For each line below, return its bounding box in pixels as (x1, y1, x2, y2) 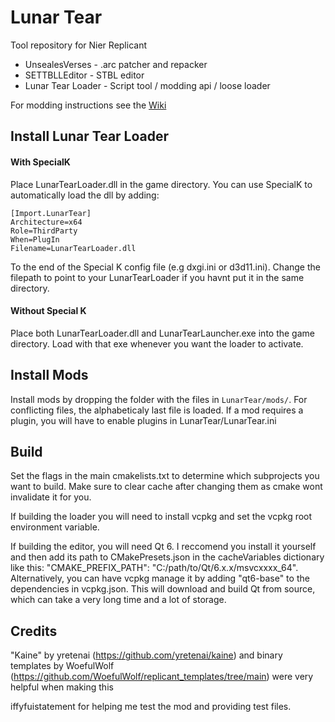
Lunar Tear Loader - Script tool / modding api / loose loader (24, 79, 271, 91)
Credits (10, 622, 58, 640)
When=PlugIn (10, 234, 60, 245)
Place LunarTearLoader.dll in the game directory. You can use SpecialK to (10, 178, 313, 190)
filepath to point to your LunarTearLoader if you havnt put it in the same (10, 271, 305, 283)
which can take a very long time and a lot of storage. (10, 594, 227, 606)
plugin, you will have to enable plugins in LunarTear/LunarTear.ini (10, 414, 277, 426)
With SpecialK (10, 156, 71, 168)
